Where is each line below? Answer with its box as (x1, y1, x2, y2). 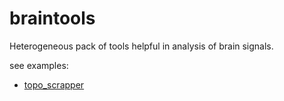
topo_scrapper (23, 78, 85, 91)
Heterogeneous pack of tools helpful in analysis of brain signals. (9, 40, 274, 52)
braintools (9, 7, 96, 30)
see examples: (9, 59, 69, 71)
